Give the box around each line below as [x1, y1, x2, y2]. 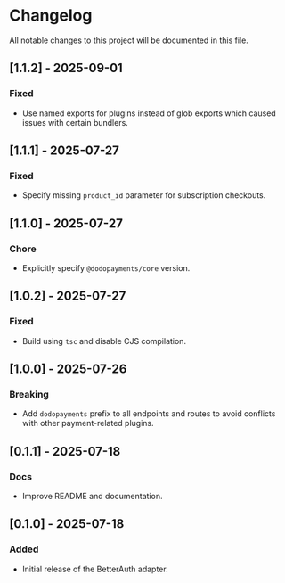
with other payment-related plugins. [21, 418, 154, 429]
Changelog [9, 5, 93, 26]
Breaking [9, 389, 49, 400]
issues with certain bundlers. [21, 117, 129, 127]
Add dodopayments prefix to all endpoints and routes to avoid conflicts [21, 408, 276, 419]
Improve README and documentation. [21, 491, 163, 502]
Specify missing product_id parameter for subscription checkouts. [21, 190, 266, 201]
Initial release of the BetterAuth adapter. [21, 563, 168, 574]
